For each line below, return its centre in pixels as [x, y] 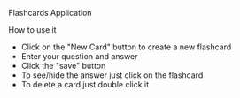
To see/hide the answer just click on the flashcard [112, 75]
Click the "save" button [63, 66]
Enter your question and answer [79, 56]
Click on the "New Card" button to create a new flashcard [126, 47]
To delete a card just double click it [85, 84]
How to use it [32, 30]
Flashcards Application [50, 13]
